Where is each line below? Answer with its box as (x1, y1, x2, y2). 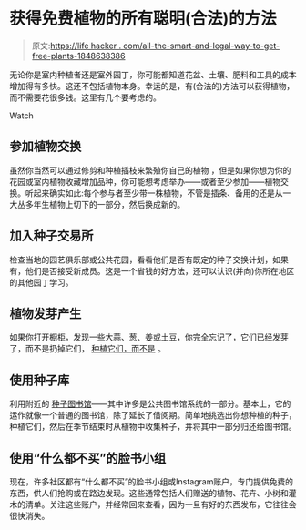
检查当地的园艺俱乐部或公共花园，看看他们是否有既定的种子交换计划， (9, 254, 273, 265)
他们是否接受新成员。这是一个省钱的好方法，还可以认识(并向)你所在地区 (25, 265, 295, 276)
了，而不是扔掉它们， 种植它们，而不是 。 (9, 343, 166, 354)
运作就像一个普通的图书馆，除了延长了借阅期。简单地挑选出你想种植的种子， (9, 410, 297, 421)
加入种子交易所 (9, 229, 94, 244)
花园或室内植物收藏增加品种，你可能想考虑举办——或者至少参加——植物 (9, 176, 280, 187)
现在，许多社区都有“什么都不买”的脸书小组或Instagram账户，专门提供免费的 (9, 476, 294, 487)
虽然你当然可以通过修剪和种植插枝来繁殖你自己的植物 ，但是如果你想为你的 (9, 165, 291, 176)
